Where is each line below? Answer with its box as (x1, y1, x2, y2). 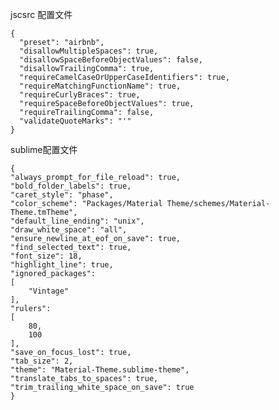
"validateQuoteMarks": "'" (19, 116, 132, 126)
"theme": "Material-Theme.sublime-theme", (10, 365, 190, 375)
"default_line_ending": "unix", (10, 216, 145, 226)
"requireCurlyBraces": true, (19, 90, 141, 100)
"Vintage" (28, 286, 70, 296)
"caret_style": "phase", (10, 190, 114, 200)
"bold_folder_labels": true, (10, 181, 132, 191)
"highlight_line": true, (10, 260, 114, 270)
